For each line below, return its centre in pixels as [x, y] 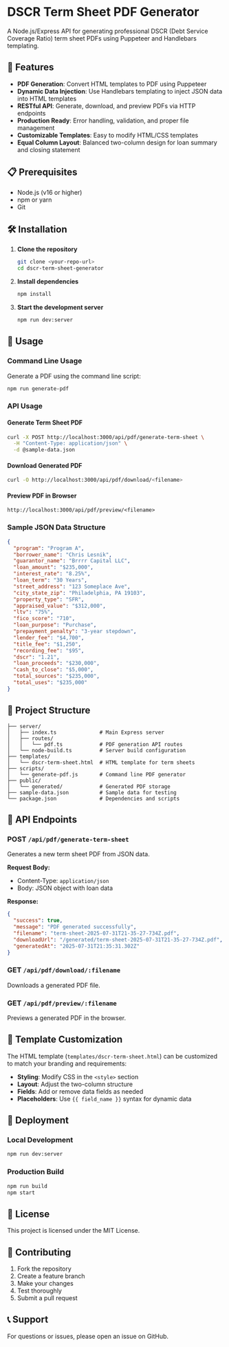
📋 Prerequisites [42, 172]
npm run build [28, 1186]
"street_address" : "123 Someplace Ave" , [72, 586]
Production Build [35, 1172]
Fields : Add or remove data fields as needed [80, 1091]
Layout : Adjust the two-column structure [75, 1084]
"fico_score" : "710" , [44, 619]
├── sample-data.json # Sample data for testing [92, 792]
